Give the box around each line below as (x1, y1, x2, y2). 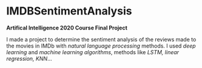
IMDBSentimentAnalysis (6, 4, 132, 18)
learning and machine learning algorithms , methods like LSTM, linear (6, 48, 180, 55)
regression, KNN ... (6, 55, 53, 62)
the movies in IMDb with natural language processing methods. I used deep (6, 42, 196, 49)
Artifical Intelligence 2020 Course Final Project (6, 24, 127, 31)
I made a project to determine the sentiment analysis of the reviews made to (6, 36, 197, 43)
